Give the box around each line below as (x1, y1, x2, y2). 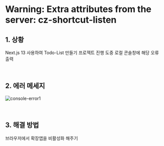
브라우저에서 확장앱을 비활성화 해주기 (5, 135, 78, 141)
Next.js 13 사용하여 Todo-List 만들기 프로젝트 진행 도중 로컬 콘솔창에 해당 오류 (5, 50, 159, 56)
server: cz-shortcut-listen (5, 14, 117, 26)
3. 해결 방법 (5, 121, 39, 129)
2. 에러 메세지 (5, 82, 45, 90)
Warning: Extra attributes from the (5, 4, 152, 15)
